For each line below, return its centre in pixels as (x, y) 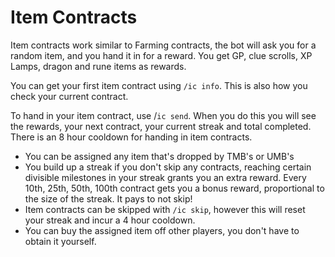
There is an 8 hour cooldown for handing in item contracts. (131, 137)
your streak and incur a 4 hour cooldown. (110, 220)
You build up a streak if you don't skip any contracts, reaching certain (168, 167)
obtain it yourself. (60, 241)
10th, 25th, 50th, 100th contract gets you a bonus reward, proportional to (174, 188)
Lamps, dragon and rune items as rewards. (98, 66)
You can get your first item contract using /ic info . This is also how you (159, 85)
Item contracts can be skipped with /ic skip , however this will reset (165, 209)
